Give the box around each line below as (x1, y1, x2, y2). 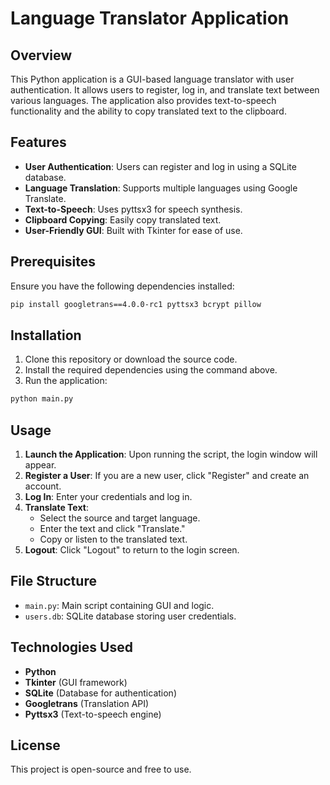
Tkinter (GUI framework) (24, 676, 128, 688)
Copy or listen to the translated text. (39, 533, 188, 545)
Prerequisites (10, 253, 96, 271)
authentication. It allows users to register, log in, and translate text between (10, 84, 320, 96)
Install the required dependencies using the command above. (24, 364, 278, 376)
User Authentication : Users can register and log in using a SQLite (24, 160, 297, 172)
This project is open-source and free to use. (10, 763, 192, 776)
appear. (24, 459, 57, 471)
